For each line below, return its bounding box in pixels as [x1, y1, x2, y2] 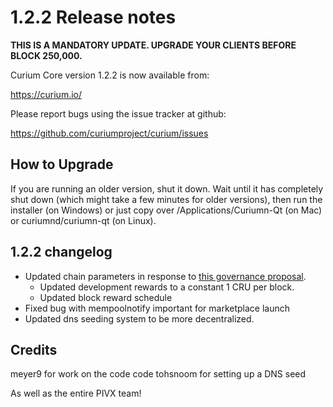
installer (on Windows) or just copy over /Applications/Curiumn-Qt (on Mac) [10, 204, 323, 216]
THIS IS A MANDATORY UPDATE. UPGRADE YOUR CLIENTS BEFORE [10, 39, 297, 51]
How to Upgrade [10, 156, 114, 173]
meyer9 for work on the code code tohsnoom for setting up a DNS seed [10, 368, 307, 380]
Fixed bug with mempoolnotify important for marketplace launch [24, 302, 291, 314]
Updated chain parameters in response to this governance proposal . [24, 270, 307, 282]
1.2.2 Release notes [10, 6, 177, 29]
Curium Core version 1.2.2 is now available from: [10, 69, 210, 81]
